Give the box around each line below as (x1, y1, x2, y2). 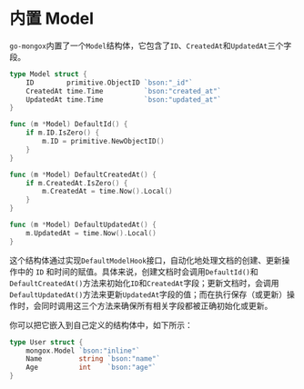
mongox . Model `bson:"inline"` (25, 346, 141, 355)
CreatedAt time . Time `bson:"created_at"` (25, 86, 222, 95)
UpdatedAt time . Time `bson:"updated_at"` (25, 95, 222, 105)
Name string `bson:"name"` (25, 354, 161, 364)
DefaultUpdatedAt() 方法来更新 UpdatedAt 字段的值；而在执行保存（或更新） (9, 288, 288, 300)
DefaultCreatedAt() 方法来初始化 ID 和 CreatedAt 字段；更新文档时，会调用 (9, 277, 279, 288)
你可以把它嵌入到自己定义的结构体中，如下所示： (9, 319, 193, 330)
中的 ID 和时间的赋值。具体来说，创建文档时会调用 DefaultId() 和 (16, 265, 258, 277)
